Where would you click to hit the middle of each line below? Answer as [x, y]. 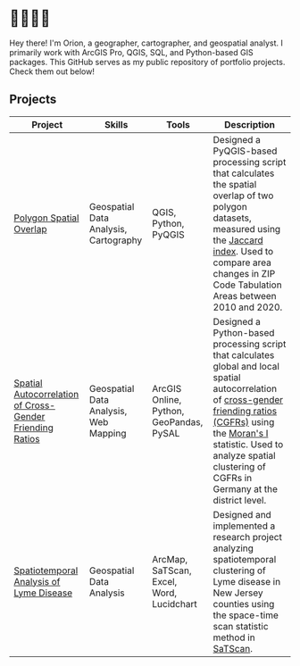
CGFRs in [233, 478]
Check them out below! [52, 71]
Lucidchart [175, 604]
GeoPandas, [177, 421]
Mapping [108, 433]
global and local [246, 366]
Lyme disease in [247, 581]
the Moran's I [241, 433]
